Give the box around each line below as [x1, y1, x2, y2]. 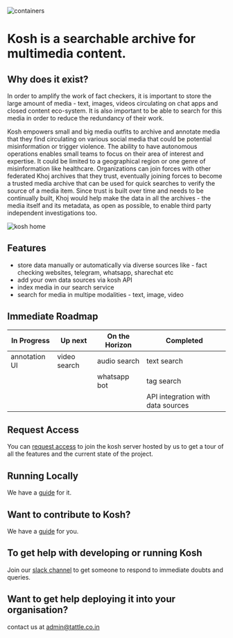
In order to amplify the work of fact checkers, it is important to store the [7, 92, 212, 100]
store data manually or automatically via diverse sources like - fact [17, 261, 207, 269]
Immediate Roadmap [7, 310, 98, 323]
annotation [10, 351, 46, 361]
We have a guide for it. [7, 488, 71, 497]
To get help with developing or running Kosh [7, 547, 202, 559]
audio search [96, 356, 140, 365]
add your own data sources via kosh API [17, 276, 133, 284]
